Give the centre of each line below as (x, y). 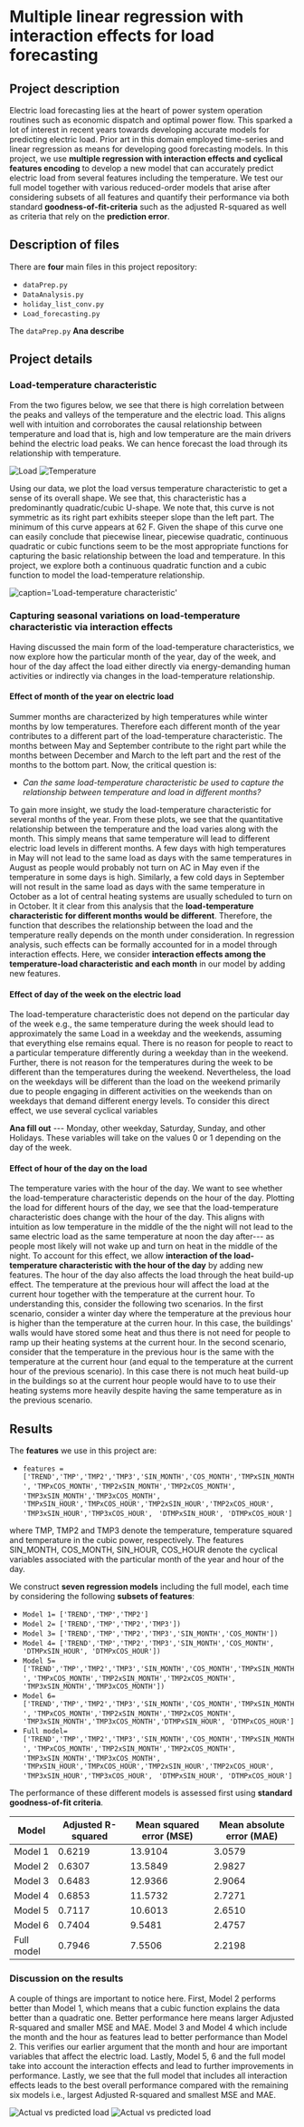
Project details (51, 359)
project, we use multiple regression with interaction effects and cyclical (146, 159)
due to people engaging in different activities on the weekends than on (141, 1092)
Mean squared (167, 1825)
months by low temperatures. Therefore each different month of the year (145, 726)
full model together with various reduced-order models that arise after (140, 187)
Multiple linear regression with (127, 17)
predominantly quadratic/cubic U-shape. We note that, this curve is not (142, 507)
